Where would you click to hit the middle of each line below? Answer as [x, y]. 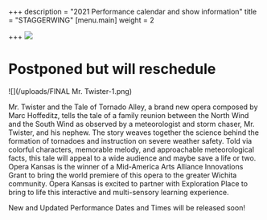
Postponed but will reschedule [112, 69]
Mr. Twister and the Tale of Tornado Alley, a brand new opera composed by [133, 107]
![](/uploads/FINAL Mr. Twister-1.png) [70, 91]
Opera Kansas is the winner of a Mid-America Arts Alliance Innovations [126, 166]
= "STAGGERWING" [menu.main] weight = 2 [81, 20]
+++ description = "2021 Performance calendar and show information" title [133, 12]
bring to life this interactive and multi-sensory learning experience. [119, 192]
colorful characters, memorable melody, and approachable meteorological [131, 149]
